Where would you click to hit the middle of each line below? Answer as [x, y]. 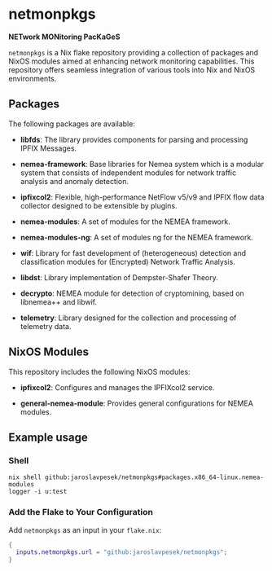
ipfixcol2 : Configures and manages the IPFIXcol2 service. [117, 387]
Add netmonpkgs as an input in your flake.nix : [85, 529]
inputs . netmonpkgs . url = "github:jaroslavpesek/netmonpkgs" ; [122, 552]
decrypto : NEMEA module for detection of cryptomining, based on [132, 293]
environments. [33, 78]
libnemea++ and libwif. [59, 301]
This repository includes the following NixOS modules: [99, 371]
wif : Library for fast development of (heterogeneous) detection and [133, 253]
